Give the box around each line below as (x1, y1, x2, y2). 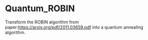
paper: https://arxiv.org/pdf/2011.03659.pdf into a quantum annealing (5, 24, 143, 30)
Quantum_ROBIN (5, 3, 75, 14)
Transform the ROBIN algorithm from (5, 19, 79, 25)
